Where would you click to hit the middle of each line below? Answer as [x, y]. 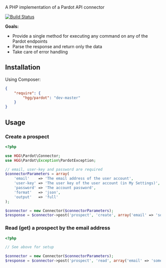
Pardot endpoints [30, 41]
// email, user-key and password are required [54, 169]
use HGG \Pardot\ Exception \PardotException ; [51, 160]
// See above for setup [30, 247]
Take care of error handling [40, 52]
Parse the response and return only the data [57, 46]
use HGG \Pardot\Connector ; [33, 156]
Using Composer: [23, 79]
